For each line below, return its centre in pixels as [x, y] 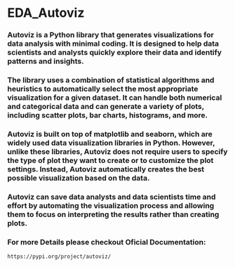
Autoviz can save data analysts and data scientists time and [112, 197]
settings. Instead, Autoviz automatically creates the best [106, 169]
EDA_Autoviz [46, 13]
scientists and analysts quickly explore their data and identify [115, 53]
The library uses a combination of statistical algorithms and [111, 80]
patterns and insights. [46, 61]
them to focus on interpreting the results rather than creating [113, 214]
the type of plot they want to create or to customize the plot [110, 160]
